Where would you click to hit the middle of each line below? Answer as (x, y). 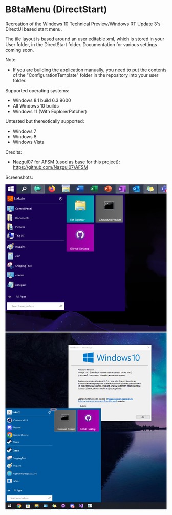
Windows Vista (28, 142)
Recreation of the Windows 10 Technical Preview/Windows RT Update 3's (83, 24)
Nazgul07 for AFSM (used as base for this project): (66, 162)
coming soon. (20, 50)
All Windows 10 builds (36, 105)
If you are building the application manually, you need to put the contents (90, 70)
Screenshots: (19, 177)
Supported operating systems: (37, 90)
